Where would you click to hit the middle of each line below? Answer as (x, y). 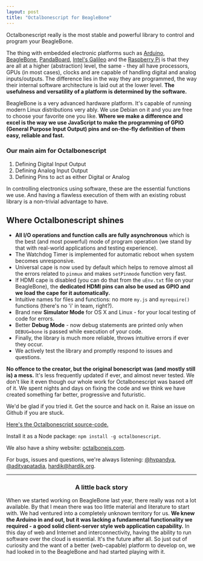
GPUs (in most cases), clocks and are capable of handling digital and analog (101, 72)
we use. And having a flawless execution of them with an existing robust (96, 195)
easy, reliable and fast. (35, 135)
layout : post (23, 12)
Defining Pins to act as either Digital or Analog (72, 177)
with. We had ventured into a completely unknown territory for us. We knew (101, 513)
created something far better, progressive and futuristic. (76, 394)
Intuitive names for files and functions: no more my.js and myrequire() (102, 299)
